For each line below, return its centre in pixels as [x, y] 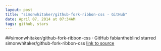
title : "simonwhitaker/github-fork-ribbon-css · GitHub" [66, 14]
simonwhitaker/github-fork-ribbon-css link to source [60, 43]
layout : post [19, 10]
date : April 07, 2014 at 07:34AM [40, 19]
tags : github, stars [27, 24]
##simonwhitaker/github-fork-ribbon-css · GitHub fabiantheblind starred [81, 38]
